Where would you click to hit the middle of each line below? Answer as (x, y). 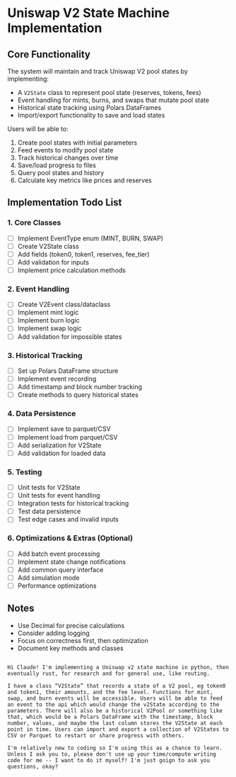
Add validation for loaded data (61, 453)
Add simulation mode (48, 577)
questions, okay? (33, 766)
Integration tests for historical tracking (73, 503)
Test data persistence (49, 511)
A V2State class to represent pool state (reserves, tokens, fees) (109, 93)
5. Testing (25, 471)
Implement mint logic (48, 313)
